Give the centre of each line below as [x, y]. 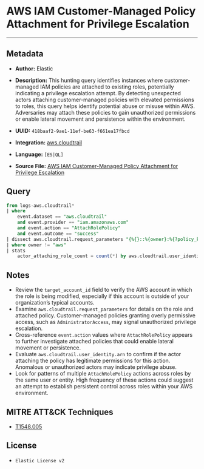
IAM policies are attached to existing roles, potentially [107, 87]
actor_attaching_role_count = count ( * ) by [72, 256]
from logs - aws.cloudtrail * [40, 205]
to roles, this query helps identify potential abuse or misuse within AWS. [105, 106]
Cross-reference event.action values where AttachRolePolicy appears [104, 335]
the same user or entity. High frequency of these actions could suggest [104, 380]
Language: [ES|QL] [39, 154]
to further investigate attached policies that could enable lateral [94, 342]
